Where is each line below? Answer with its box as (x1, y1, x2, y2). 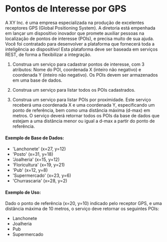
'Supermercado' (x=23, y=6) (12, 172, 71, 178)
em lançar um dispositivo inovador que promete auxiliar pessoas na (5, 30, 144, 36)
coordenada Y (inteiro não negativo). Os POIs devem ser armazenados (12, 72, 158, 78)
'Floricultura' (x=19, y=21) (12, 162, 65, 168)
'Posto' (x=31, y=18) (12, 151, 53, 157)
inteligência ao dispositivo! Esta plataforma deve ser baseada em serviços (5, 46, 158, 52)
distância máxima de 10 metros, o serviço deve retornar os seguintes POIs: (5, 206, 159, 212)
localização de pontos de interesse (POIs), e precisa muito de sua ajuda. (5, 36, 154, 42)
